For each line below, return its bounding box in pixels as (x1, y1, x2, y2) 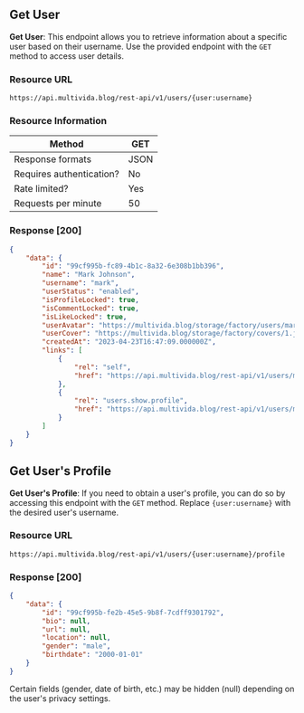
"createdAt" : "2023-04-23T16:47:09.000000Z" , (42, 337, 217, 347)
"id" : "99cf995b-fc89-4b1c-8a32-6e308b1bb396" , (42, 261, 224, 271)
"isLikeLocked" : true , (42, 312, 128, 321)
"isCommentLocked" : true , (42, 303, 140, 313)
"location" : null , (42, 633, 111, 642)
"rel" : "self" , (73, 362, 131, 372)
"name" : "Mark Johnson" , (42, 271, 136, 280)
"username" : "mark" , (42, 279, 119, 288)
